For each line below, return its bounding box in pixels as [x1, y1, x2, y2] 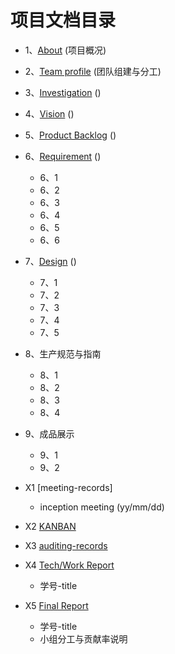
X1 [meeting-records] [24, 481, 113, 493]
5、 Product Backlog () [24, 129, 117, 141]
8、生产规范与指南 [24, 347, 102, 360]
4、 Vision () [24, 107, 75, 120]
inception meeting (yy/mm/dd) [39, 501, 165, 513]
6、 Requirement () [24, 150, 102, 162]
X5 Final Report [24, 599, 89, 611]
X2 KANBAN [24, 520, 77, 532]
